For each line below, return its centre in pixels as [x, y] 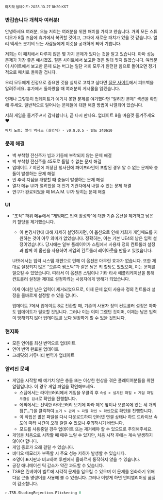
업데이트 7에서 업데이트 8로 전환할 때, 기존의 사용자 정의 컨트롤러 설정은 [80, 306]
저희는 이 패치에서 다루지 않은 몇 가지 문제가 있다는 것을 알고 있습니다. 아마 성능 [80, 54]
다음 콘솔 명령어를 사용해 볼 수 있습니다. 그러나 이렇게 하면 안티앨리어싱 [79, 478]
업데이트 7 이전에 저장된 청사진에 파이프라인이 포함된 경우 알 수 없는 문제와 [82, 167]
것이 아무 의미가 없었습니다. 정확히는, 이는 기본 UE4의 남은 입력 [92, 238]
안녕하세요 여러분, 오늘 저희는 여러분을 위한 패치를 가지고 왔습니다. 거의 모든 [77, 32]
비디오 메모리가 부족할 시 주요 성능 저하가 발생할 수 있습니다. [69, 453]
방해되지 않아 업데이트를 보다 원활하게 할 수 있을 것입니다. [72, 318]
